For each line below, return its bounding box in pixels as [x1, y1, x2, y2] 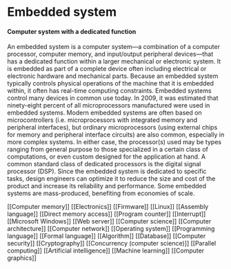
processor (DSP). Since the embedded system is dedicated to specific [7, 167, 207, 176]
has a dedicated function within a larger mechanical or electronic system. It [7, 57, 221, 66]
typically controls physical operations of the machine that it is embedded [7, 79, 214, 88]
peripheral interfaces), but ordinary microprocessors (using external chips [7, 123, 218, 132]
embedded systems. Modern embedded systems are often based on [7, 108, 202, 117]
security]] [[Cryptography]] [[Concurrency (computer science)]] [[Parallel [7, 239, 217, 248]
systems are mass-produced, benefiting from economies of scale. [7, 189, 195, 197]
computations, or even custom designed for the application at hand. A [7, 152, 205, 161]
